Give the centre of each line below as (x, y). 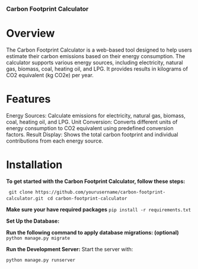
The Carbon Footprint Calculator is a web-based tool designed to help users (99, 50)
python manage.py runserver (41, 260)
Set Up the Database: (33, 221)
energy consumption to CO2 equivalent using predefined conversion (90, 128)
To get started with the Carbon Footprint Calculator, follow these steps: (96, 181)
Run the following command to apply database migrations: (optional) (92, 232)
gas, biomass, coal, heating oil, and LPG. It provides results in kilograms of (97, 69)
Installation (34, 164)
